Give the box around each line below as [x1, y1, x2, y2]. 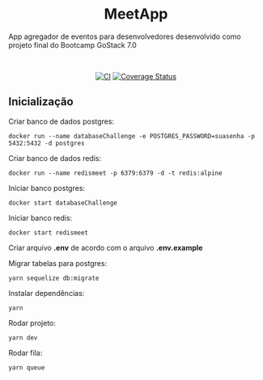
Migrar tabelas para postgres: [8, 258, 108, 268]
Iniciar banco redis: [8, 213, 73, 222]
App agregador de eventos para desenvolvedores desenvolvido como [8, 32, 241, 41]
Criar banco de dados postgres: [8, 116, 115, 126]
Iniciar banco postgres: [8, 183, 86, 192]
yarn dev [8, 333, 38, 342]
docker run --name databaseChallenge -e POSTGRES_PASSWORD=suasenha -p [8, 132, 255, 140]
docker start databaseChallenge [8, 199, 117, 207]
